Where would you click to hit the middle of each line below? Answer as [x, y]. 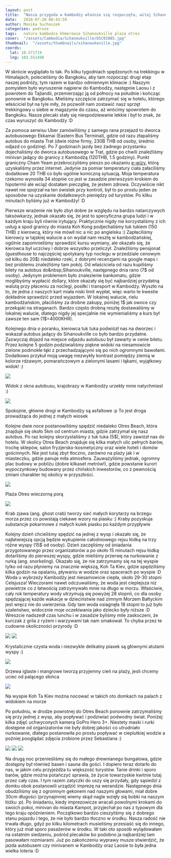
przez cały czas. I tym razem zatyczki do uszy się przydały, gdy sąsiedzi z [83, 781]
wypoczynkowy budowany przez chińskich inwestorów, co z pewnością [81, 469]
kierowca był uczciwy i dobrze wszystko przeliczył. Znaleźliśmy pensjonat [83, 248]
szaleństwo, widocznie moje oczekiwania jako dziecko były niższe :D [78, 610]
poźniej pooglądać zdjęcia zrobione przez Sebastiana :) [64, 738]
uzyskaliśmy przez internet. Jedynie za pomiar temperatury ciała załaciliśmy [85, 168]
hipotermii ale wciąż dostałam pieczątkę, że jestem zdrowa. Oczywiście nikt [85, 184]
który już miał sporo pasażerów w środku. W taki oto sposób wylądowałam [83, 829]
